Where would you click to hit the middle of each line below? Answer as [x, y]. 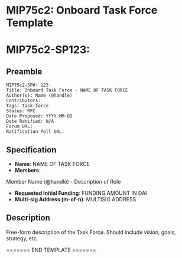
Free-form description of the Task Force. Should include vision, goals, [91, 232]
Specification [31, 150]
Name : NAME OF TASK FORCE [52, 164]
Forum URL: [19, 127]
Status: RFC [21, 111]
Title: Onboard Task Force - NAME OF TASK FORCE [67, 90]
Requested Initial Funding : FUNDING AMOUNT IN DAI [81, 193]
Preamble [24, 71]
